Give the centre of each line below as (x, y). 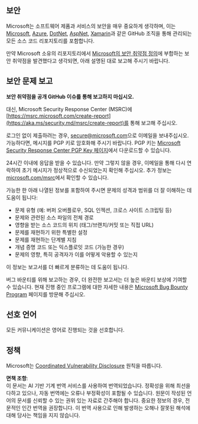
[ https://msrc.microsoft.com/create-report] (59, 116)
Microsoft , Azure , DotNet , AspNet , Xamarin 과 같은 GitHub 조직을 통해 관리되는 (99, 33)
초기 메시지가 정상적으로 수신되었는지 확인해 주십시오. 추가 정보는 (97, 170)
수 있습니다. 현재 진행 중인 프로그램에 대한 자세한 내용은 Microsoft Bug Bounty (97, 287)
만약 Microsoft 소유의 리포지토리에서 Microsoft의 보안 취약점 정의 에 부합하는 (95, 53)
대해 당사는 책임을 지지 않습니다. (43, 415)
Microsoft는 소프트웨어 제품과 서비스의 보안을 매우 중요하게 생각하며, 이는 (91, 26)
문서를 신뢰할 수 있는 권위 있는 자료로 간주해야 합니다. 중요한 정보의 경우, (100, 400)
